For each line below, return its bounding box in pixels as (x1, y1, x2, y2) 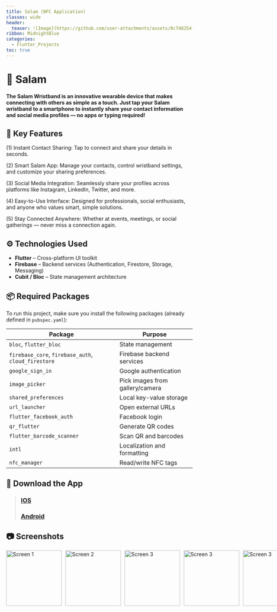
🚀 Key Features (6, 128, 63, 138)
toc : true (6, 47, 31, 53)
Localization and (119, 442, 166, 450)
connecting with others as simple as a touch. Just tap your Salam (6, 99, 170, 106)
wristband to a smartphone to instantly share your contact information (6, 105, 183, 112)
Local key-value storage (119, 393, 188, 401)
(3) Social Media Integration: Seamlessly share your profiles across (6, 180, 170, 187)
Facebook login (119, 413, 163, 421)
